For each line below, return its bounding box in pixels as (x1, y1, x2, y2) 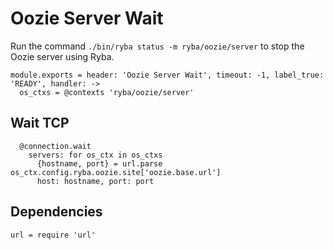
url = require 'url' (10, 230, 97, 240)
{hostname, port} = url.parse (36, 158, 163, 169)
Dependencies (10, 203, 103, 221)
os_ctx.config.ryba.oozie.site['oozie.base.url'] (10, 167, 222, 177)
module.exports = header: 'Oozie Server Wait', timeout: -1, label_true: (10, 70, 325, 80)
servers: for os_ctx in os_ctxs (28, 150, 163, 160)
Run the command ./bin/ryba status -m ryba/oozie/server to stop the (10, 40, 305, 52)
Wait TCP (10, 115, 70, 132)
